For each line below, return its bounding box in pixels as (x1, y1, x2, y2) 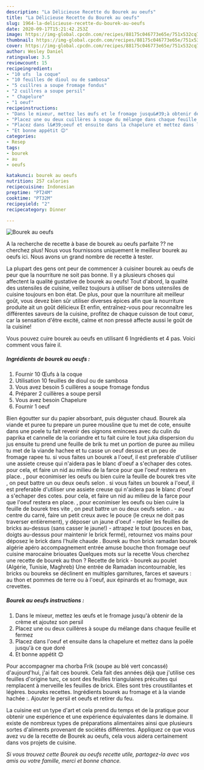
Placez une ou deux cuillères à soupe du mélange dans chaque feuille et (15, 625, 196, 633)
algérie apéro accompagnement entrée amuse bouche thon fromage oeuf (6, 544, 191, 551)
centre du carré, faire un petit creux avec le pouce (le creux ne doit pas (6, 512, 185, 519)
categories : (6, 133, 36, 140)
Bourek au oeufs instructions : (6, 597, 84, 604)
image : (6, 32, 23, 38)
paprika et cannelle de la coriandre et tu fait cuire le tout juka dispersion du (6, 434, 194, 442)
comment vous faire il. (6, 341, 62, 349)
